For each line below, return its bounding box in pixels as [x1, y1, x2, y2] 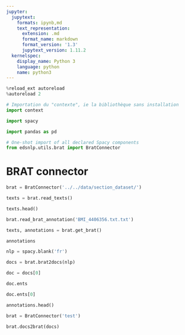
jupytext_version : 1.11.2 [21, 47, 86, 53]
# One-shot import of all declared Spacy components [6, 139, 139, 145]
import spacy [6, 118, 39, 124]
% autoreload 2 [6, 91, 42, 97]
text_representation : [17, 25, 70, 31]
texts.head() [6, 206, 39, 212]
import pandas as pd [6, 129, 58, 135]
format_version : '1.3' [21, 42, 78, 48]
